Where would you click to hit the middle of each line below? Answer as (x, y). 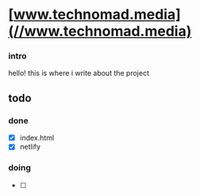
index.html (37, 138)
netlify (30, 147)
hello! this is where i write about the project (79, 73)
